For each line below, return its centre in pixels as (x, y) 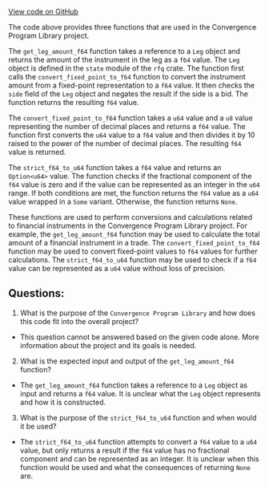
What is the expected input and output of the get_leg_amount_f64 (127, 361)
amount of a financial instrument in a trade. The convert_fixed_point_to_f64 (134, 243)
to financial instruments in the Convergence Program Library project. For (128, 225)
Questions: (36, 293)
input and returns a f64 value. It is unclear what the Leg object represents (140, 393)
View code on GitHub (43, 12)
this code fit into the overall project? (79, 321)
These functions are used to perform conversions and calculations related (130, 217)
